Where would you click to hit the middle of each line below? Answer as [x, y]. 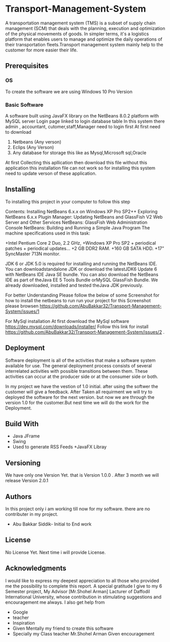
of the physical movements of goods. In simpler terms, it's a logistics [77, 34]
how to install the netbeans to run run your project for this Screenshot [78, 300]
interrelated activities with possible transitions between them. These [77, 371]
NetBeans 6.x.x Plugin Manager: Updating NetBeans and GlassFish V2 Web [84, 217]
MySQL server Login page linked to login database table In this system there [85, 121]
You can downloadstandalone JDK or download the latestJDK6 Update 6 [81, 269]
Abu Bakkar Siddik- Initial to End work [52, 524]
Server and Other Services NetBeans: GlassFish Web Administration [76, 222]
